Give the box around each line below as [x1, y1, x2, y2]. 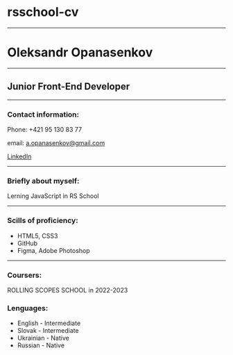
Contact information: [7, 109, 80, 119]
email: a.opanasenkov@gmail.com [7, 138, 105, 147]
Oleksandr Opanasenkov [7, 44, 153, 60]
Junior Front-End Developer [7, 81, 130, 92]
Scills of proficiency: [7, 216, 78, 226]
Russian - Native [17, 341, 64, 349]
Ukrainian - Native [17, 334, 69, 342]
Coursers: [7, 270, 42, 280]
